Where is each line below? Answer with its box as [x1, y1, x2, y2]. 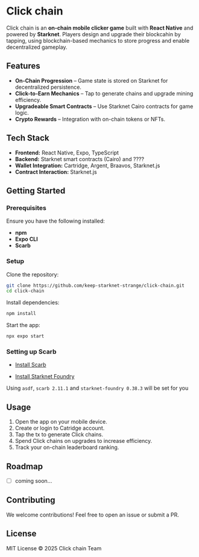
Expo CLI [14, 235, 38, 243]
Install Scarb [14, 361, 46, 369]
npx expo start [6, 333, 45, 339]
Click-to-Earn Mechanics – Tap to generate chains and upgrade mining [14, 89, 194, 97]
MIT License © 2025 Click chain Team [6, 544, 102, 552]
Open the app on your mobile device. [14, 418, 107, 425]
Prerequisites [6, 203, 46, 212]
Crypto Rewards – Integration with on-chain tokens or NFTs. [14, 115, 166, 123]
